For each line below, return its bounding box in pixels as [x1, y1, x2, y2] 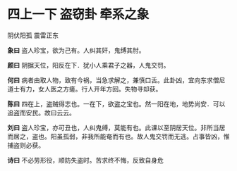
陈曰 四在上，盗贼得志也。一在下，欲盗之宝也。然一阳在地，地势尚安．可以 [7, 99, 226, 108]
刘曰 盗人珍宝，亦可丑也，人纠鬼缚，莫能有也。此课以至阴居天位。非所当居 [7, 123, 226, 132]
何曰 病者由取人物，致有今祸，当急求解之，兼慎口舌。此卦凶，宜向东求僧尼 [7, 75, 226, 84]
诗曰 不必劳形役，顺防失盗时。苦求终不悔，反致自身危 [7, 156, 164, 164]
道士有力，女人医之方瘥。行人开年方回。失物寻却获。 [7, 84, 162, 93]
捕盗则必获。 [7, 141, 44, 149]
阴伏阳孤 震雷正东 [7, 31, 59, 39]
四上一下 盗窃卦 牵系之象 [7, 6, 150, 23]
